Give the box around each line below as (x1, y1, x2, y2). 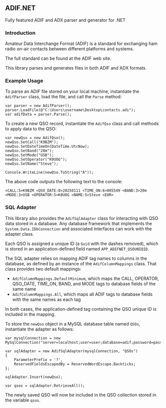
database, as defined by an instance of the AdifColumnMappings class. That (5, 260, 157, 266)
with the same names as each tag (12, 296, 81, 302)
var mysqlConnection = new (5, 335, 61, 340)
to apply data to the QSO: (5, 126, 57, 132)
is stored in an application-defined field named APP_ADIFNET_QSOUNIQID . (5, 245, 149, 251)
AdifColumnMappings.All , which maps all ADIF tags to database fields (12, 291, 153, 297)
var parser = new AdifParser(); (5, 103, 72, 108)
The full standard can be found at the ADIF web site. (5, 55, 112, 61)
